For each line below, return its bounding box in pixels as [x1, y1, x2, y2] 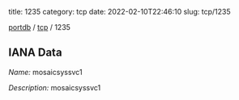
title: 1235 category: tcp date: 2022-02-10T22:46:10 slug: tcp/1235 [8, 7, 231, 16]
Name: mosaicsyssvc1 [8, 67, 83, 77]
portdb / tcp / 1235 [8, 23, 71, 31]
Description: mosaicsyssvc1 [8, 82, 101, 92]
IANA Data [8, 46, 62, 60]
